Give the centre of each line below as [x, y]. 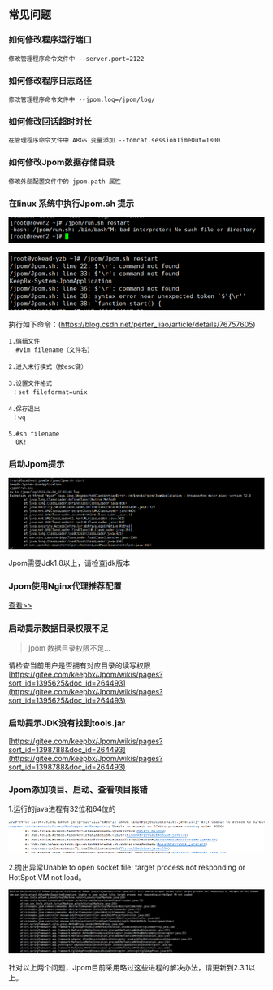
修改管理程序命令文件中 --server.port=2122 [76, 59]
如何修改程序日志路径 [50, 81]
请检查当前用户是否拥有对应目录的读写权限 [80, 665]
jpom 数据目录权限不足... [69, 648]
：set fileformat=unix [50, 392]
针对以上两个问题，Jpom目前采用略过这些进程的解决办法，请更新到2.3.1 [129, 968]
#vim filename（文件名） [54, 350]
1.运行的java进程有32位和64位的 [62, 809]
